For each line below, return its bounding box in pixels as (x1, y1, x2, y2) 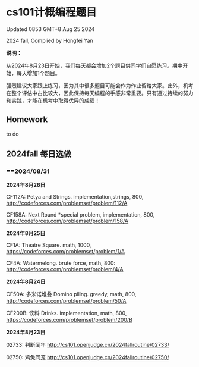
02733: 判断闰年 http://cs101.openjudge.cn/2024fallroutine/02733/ (6, 341, 169, 349)
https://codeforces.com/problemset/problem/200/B (6, 316, 132, 324)
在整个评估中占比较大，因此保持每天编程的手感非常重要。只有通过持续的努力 (6, 89, 194, 96)
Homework (6, 114, 48, 125)
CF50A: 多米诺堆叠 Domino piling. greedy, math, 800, (6, 291, 137, 298)
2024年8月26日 (6, 181, 46, 189)
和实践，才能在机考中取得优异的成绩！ (6, 96, 100, 104)
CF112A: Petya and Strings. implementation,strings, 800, (6, 193, 144, 200)
